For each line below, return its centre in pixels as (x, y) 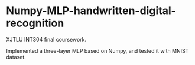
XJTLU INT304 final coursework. (46, 39)
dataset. (16, 57)
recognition (35, 23)
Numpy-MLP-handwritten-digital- (91, 11)
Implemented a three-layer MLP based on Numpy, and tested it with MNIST (97, 50)
